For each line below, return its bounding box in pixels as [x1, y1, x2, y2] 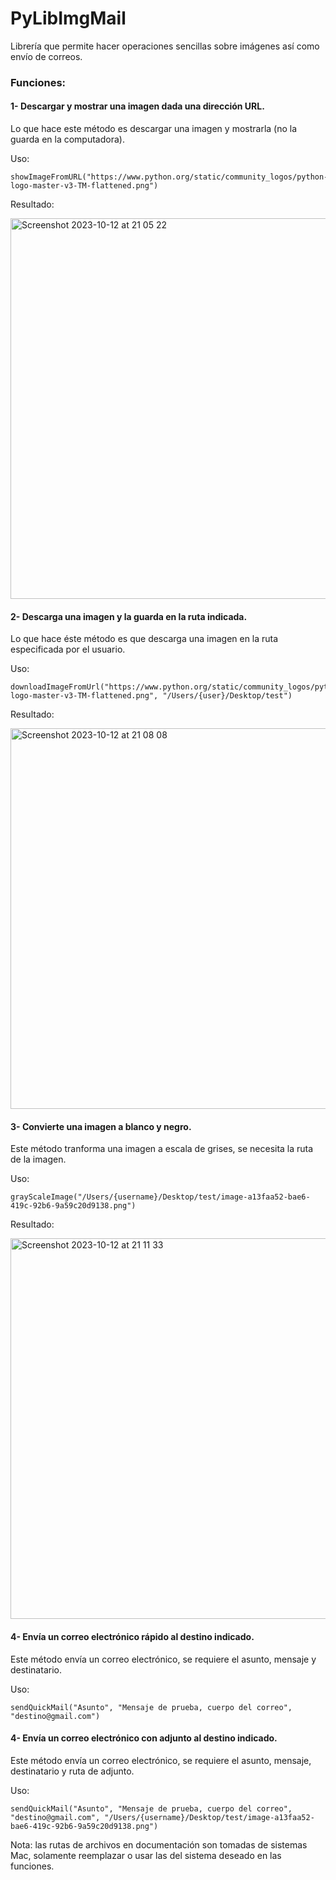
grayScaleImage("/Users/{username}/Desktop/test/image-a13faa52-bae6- [10, 1192, 311, 1202]
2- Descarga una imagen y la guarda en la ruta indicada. [10, 610, 248, 622]
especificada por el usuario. [10, 643, 126, 656]
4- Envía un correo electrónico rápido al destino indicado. [10, 1631, 255, 1643]
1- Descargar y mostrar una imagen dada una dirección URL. [10, 100, 265, 112]
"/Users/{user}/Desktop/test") [162, 691, 293, 701]
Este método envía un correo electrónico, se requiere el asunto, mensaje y [10, 1653, 317, 1665]
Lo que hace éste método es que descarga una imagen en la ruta [10, 633, 279, 645]
